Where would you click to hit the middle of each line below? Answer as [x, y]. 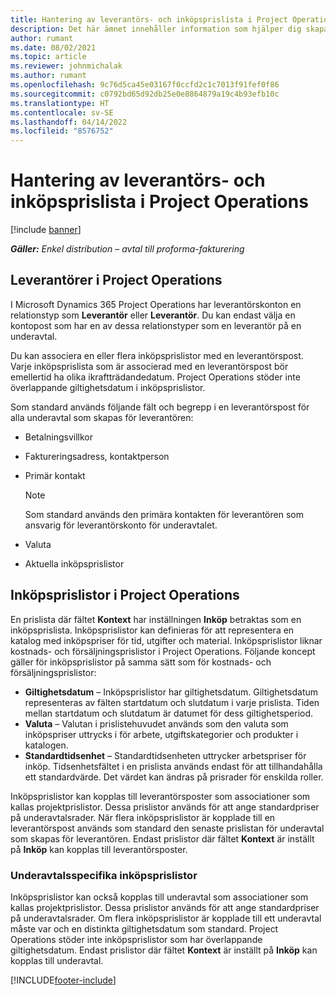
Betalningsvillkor [59, 437]
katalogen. [46, 745]
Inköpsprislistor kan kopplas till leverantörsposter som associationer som [160, 796]
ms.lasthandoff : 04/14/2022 [69, 122]
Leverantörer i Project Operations [116, 280]
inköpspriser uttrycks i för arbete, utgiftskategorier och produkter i [161, 734]
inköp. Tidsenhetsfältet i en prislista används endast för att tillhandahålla [173, 766]
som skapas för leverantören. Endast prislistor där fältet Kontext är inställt [162, 838]
